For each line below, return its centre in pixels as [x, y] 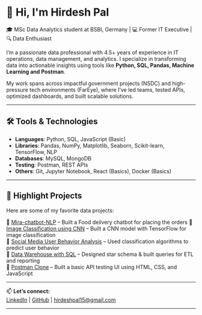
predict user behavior [33, 247]
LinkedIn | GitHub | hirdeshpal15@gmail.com [61, 300]
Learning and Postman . [36, 71]
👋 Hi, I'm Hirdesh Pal [58, 12]
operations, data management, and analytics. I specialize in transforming [96, 59]
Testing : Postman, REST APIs [51, 165]
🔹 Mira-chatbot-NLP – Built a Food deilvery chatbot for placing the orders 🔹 [99, 222]
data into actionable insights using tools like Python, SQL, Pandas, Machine [100, 65]
